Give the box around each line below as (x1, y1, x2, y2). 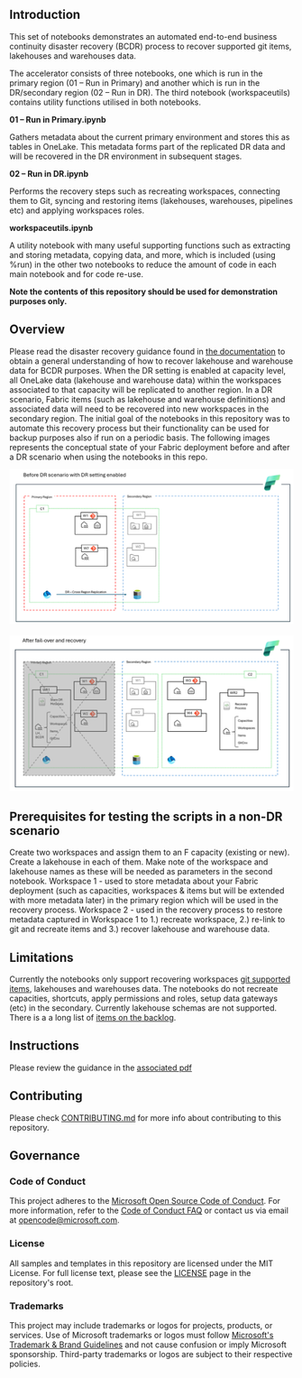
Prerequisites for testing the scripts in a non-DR (9, 809, 283, 824)
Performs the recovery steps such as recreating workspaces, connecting (9, 185, 281, 197)
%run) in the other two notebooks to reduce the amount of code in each (9, 259, 277, 270)
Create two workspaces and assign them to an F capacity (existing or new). (9, 847, 290, 858)
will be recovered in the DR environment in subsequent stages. (9, 151, 243, 162)
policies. (9, 1358, 41, 1369)
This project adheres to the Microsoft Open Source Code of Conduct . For (9, 1196, 281, 1207)
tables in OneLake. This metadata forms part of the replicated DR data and (9, 141, 286, 152)
